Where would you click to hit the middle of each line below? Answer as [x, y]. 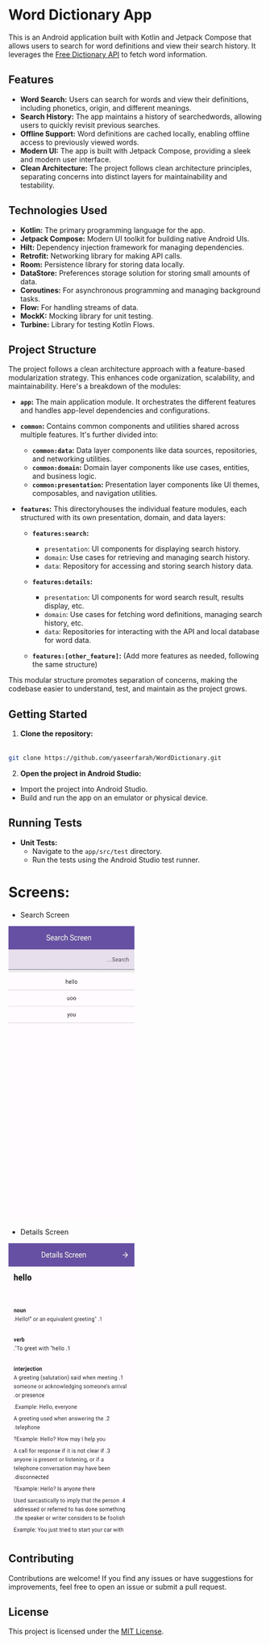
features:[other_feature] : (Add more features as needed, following [145, 656]
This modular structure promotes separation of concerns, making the [123, 680]
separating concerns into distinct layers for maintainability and [123, 176]
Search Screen [45, 915]
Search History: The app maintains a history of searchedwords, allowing [141, 116]
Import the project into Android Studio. [84, 788]
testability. [37, 185]
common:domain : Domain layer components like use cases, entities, [141, 468]
